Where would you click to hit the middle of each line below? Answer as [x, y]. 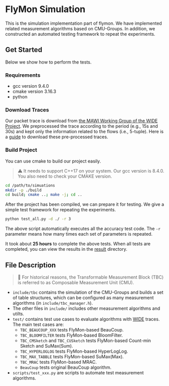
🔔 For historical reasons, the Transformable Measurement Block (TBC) [91, 277]
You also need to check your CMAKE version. [65, 176]
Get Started [24, 50]
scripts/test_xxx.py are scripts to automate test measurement [78, 372]
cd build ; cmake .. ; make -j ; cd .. [44, 195]
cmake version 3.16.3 [34, 91]
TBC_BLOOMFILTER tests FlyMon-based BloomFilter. [71, 335]
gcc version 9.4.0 [31, 86]
